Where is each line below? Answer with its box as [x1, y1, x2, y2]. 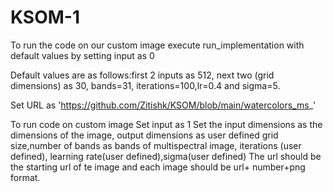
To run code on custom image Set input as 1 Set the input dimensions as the [10, 118, 323, 130]
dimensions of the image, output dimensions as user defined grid [10, 129, 279, 141]
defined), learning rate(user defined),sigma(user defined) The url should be [10, 150, 322, 162]
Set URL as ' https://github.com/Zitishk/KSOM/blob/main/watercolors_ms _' [10, 99, 317, 111]
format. [10, 171, 41, 183]
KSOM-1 [10, 6, 81, 29]
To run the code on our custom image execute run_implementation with [10, 39, 305, 51]
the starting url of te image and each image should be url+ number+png [10, 161, 306, 173]
